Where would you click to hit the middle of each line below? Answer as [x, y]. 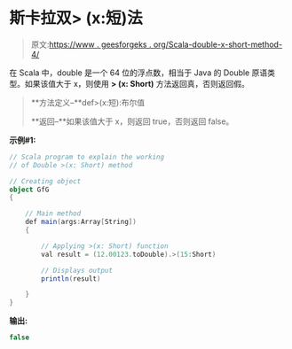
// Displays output [77, 270]
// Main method [53, 213]
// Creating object [45, 181]
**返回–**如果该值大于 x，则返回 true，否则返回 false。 [132, 121]
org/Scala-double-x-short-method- [217, 44]
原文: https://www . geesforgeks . [91, 44]
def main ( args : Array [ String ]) [81, 222]
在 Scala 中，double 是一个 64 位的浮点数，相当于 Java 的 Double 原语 [138, 73]
